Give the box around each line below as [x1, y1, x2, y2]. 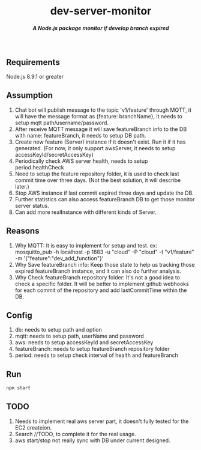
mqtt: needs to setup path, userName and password [14, 332, 144, 340]
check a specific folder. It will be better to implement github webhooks [14, 280, 189, 287]
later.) [14, 183, 30, 190]
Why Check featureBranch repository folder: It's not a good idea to [14, 273, 180, 281]
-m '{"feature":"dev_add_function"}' [14, 254, 104, 262]
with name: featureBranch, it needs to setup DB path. [14, 132, 146, 139]
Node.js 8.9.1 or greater [6, 73, 64, 80]
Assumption [6, 90, 53, 100]
